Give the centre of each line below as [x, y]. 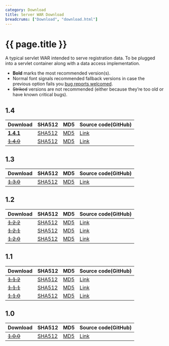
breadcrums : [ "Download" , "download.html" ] [52, 19]
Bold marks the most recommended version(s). [61, 73]
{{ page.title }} [36, 44]
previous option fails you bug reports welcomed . [63, 84]
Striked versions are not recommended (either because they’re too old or [88, 89]
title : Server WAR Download [35, 15]
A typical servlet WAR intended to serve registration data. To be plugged [80, 58]
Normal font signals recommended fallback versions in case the [78, 79]
